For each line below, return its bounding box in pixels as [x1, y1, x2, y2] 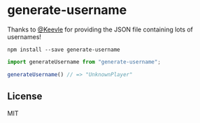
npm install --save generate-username [7, 46, 120, 53]
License [7, 90, 43, 103]
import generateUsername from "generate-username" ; [7, 58, 161, 65]
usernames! [7, 32, 42, 41]
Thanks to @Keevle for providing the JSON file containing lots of [7, 25, 194, 34]
